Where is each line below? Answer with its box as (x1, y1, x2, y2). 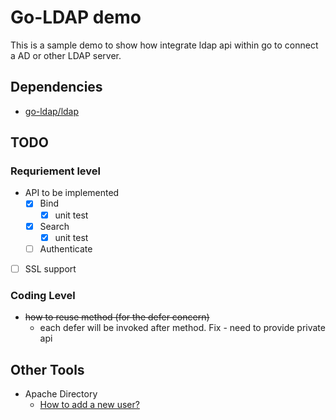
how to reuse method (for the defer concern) (24, 311, 210, 323)
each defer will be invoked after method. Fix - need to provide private (39, 322, 326, 334)
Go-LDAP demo (10, 6, 142, 29)
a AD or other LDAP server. (10, 49, 122, 61)
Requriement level (10, 164, 101, 178)
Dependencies (10, 79, 103, 96)
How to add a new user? (39, 398, 140, 410)
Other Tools (10, 361, 85, 378)
